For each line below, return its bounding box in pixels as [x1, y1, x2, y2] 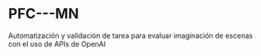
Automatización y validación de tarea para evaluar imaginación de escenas [8, 31, 253, 40]
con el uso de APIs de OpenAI [8, 39, 106, 48]
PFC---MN [8, 5, 79, 23]
